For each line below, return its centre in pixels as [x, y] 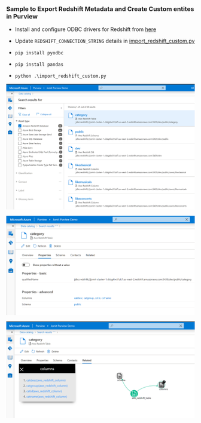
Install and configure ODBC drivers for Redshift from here [86, 29]
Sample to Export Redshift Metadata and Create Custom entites [100, 9]
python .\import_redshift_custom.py [60, 76]
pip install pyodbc [39, 53]
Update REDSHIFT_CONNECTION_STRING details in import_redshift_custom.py [105, 41]
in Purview [22, 16]
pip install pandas [39, 65]
